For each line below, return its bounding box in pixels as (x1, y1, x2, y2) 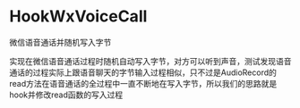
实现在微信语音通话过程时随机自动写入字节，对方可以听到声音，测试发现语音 (9, 55, 292, 66)
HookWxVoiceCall (9, 6, 148, 27)
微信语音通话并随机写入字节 (9, 37, 112, 47)
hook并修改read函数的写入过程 (9, 89, 124, 100)
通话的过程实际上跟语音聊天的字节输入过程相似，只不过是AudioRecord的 (9, 67, 278, 78)
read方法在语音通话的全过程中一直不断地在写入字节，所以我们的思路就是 (9, 78, 278, 88)
